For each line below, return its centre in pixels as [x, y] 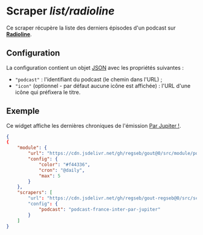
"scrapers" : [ [35, 193]
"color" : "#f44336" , [64, 164]
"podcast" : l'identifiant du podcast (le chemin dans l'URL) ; [89, 79]
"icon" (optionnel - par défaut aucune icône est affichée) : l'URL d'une [103, 86]
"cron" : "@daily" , [62, 170]
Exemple [23, 111]
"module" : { [32, 148]
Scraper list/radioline [60, 11]
